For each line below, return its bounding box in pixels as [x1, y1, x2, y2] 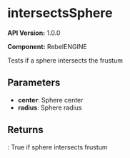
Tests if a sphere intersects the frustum [7, 56, 124, 65]
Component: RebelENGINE [7, 42, 87, 51]
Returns [7, 124, 44, 136]
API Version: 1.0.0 [7, 28, 61, 37]
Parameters [7, 77, 61, 89]
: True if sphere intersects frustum [7, 142, 109, 151]
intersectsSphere [7, 5, 113, 21]
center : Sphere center [17, 95, 84, 104]
